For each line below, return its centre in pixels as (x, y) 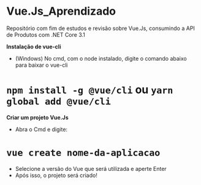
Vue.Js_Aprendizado (61, 11)
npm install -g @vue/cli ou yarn (90, 90)
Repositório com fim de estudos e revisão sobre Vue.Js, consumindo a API (100, 28)
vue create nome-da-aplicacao (83, 153)
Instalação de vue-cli (34, 47)
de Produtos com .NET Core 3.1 (46, 34)
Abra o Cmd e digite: (41, 129)
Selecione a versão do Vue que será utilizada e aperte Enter (91, 168)
